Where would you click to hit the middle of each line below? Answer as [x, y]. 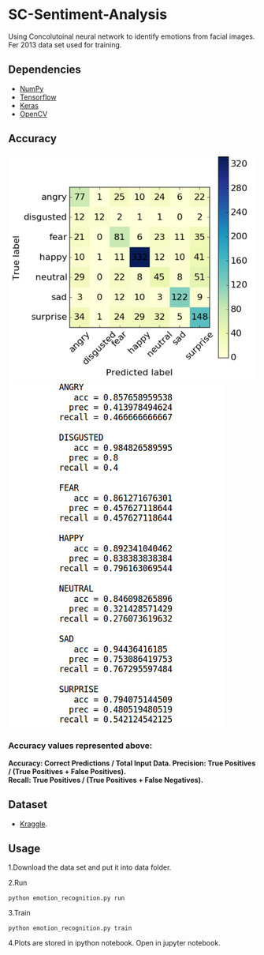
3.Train [19, 913]
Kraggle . [33, 824]
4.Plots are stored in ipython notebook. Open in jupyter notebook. [114, 943]
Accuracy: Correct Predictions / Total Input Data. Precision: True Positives [132, 763]
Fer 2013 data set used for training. [65, 44]
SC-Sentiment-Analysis [88, 15]
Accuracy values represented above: [80, 746]
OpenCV [33, 114]
